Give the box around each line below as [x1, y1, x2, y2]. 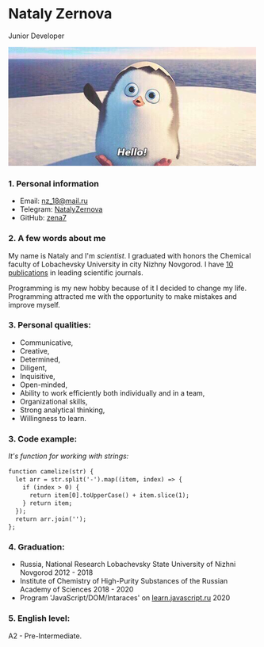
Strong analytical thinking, [19, 405, 105, 415]
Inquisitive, [19, 371, 55, 381]
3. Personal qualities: [8, 320, 91, 331]
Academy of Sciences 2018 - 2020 [19, 584, 134, 595]
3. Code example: [8, 433, 78, 444]
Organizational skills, [19, 396, 88, 406]
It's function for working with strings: [8, 451, 129, 461]
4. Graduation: [8, 542, 65, 553]
